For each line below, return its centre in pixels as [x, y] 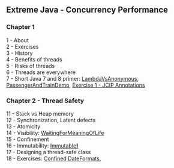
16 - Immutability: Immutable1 [42, 145]
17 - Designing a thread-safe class [49, 152]
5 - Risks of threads [31, 66]
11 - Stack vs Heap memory [40, 113]
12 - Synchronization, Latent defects [51, 120]
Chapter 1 [20, 27]
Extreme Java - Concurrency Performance [87, 10]
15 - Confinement [28, 139]
